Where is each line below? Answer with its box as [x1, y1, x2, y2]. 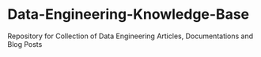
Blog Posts [7, 39, 43, 48]
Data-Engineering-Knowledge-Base [7, 5, 250, 23]
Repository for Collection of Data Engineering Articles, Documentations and [7, 31, 254, 41]
